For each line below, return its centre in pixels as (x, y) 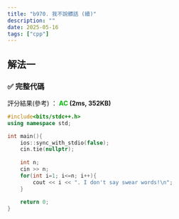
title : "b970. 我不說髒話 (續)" (52, 14)
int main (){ (25, 136)
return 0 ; (35, 202)
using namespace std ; (39, 123)
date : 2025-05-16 (33, 27)
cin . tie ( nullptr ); (47, 149)
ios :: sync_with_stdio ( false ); (65, 143)
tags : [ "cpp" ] (28, 34)
